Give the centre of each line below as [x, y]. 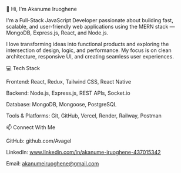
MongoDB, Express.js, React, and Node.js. [57, 33]
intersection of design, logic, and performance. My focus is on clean [89, 50]
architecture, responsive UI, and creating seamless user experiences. [90, 56]
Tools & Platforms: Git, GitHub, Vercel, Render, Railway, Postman [84, 116]
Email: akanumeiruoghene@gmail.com [53, 163]
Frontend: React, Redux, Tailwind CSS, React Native [68, 82]
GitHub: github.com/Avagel [39, 141]
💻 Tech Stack [23, 68]
